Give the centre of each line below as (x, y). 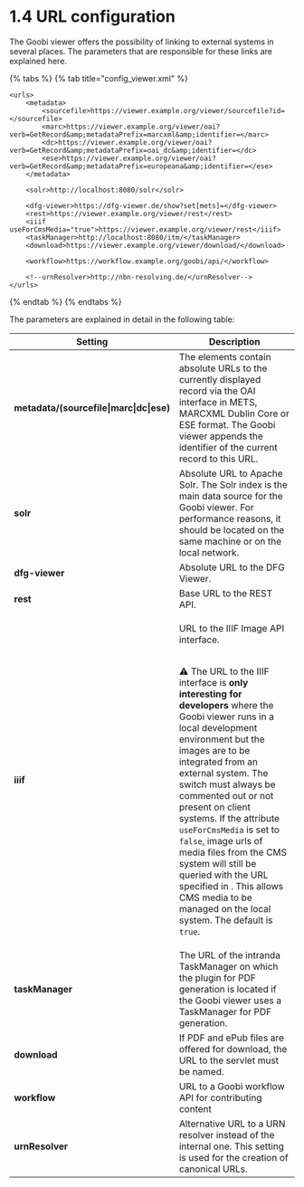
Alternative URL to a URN (232, 1124)
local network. (209, 552)
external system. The (223, 773)
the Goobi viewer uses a (230, 1000)
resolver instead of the (227, 1135)
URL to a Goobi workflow (232, 1086)
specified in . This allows (231, 886)
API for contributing (220, 1097)
